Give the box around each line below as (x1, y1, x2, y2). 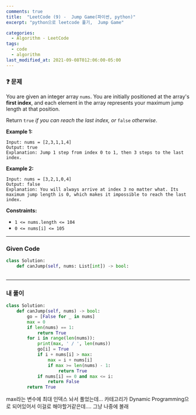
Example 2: (6, 165, 34, 172)
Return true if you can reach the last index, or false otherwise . (6, 116, 157, 123)
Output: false (6, 181, 41, 187)
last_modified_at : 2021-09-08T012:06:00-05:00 (6, 57, 121, 63)
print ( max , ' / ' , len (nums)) (37, 341, 111, 347)
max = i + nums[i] (47, 357, 93, 363)
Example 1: (6, 128, 33, 135)
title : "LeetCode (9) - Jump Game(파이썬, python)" (6, 14, 136, 20)
